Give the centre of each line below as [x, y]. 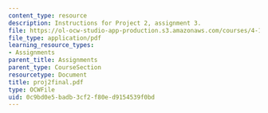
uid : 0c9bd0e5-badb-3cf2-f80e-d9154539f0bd [82, 97]
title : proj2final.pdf [46, 82]
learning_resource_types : [51, 45]
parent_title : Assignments [53, 60]
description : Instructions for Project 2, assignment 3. [105, 23]
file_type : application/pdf [55, 38]
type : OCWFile [32, 90]
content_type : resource [48, 16]
